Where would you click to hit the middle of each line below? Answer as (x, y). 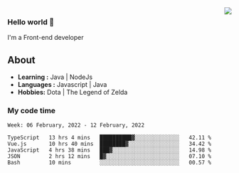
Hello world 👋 (31, 22)
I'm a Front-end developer (46, 38)
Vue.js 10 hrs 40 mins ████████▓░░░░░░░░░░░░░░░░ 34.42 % (110, 144)
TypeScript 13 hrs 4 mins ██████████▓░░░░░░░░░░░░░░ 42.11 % (110, 138)
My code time (31, 111)
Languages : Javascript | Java (62, 85)
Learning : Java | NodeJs (55, 77)
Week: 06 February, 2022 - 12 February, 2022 (76, 125)
